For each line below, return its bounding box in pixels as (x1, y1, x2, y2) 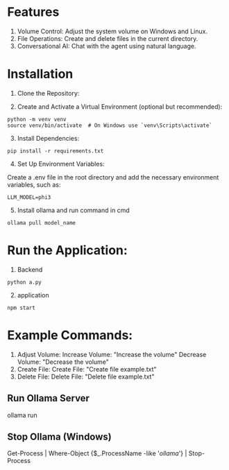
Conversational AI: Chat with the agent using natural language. (17, 42, 196, 50)
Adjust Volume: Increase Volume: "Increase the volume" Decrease (17, 350, 207, 358)
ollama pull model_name (7, 219, 76, 226)
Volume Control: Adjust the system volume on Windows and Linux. (17, 27, 208, 35)
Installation (7, 67, 74, 82)
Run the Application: (7, 243, 128, 259)
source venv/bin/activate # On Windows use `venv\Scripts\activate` (7, 122, 213, 129)
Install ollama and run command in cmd (17, 206, 130, 214)
